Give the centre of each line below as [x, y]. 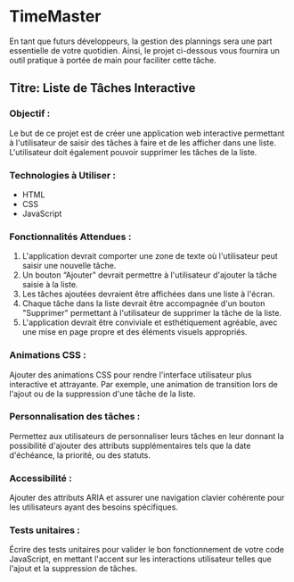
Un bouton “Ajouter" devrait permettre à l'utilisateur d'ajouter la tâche [150, 275]
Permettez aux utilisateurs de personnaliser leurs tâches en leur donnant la [147, 436]
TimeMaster [55, 17]
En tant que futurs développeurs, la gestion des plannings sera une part [141, 41]
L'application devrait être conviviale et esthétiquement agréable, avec [150, 322]
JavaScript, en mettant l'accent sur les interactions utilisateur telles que [140, 559]
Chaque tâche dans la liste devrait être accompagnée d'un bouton [143, 303]
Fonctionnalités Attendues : [70, 237]
